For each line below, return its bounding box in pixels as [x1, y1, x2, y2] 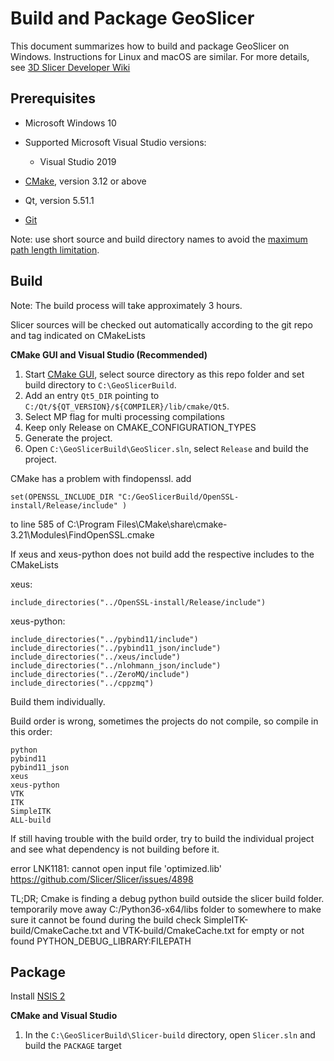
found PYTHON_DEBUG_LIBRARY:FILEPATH [10, 935, 192, 947]
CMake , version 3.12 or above [24, 175, 147, 187]
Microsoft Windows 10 [24, 117, 117, 129]
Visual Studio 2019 [39, 155, 117, 167]
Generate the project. [24, 432, 113, 444]
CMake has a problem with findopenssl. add [10, 472, 192, 484]
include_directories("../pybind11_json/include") [10, 643, 222, 653]
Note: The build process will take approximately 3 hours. [10, 299, 243, 311]
